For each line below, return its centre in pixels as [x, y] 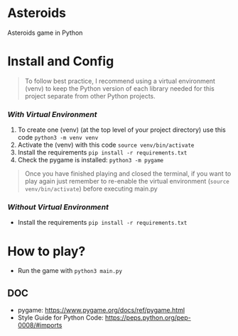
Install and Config [61, 61]
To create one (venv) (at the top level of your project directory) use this [121, 130]
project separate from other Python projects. [90, 96]
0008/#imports [40, 325]
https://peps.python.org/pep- [148, 318]
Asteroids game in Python [45, 33]
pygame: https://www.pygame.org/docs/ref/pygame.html [101, 310]
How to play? [47, 251]
